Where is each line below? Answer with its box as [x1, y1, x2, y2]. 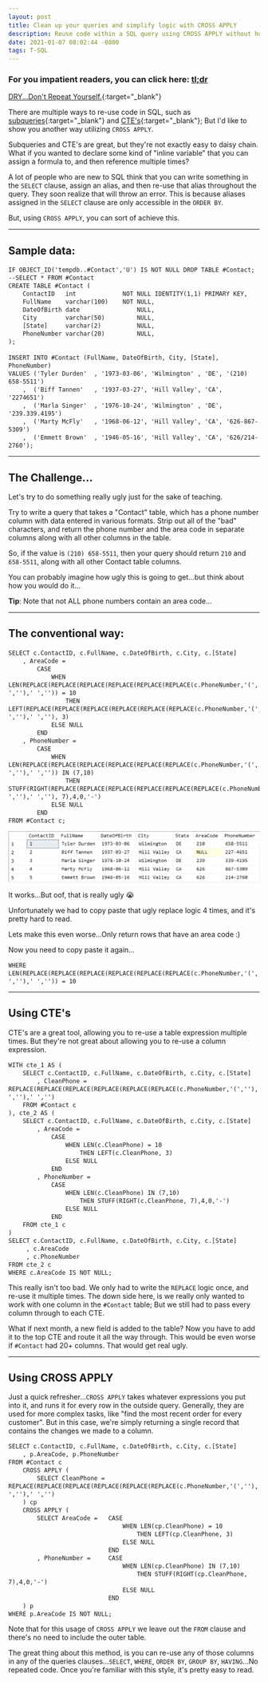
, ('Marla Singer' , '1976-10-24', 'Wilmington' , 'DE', [22, 402, 223, 410]
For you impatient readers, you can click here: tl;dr [8, 74, 209, 85]
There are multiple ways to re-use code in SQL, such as [8, 108, 191, 117]
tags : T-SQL [8, 46, 48, 55]
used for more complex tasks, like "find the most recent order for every [8, 1409, 242, 1419]
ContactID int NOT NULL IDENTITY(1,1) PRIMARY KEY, [22, 290, 248, 299]
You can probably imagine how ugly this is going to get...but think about [8, 572, 245, 582]
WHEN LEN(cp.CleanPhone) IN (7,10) [122, 1562, 241, 1570]
